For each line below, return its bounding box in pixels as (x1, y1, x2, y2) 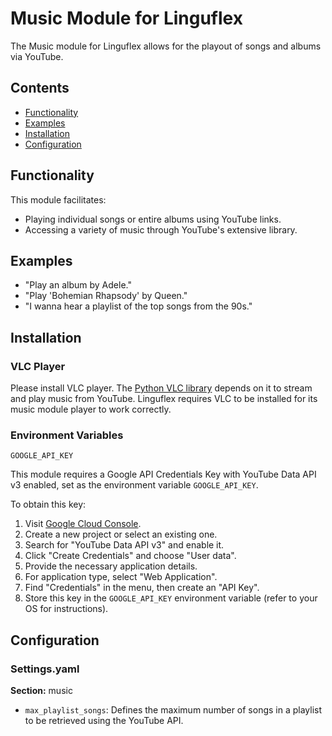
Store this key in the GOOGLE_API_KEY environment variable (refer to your (24, 592, 318, 604)
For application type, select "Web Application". (24, 571, 218, 583)
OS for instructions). (24, 603, 109, 615)
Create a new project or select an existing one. (24, 528, 218, 541)
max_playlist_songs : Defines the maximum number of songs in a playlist (24, 704, 323, 716)
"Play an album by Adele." (24, 279, 132, 291)
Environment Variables (10, 428, 124, 442)
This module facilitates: (10, 193, 107, 206)
